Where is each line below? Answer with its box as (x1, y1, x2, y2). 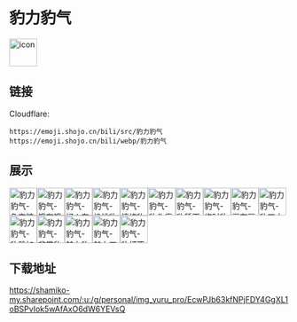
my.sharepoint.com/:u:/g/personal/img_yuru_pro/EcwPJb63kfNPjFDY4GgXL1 (9, 295, 288, 305)
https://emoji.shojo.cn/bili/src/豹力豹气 (9, 127, 163, 136)
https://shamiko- (9, 285, 70, 295)
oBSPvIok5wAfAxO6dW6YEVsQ (9, 303, 126, 315)
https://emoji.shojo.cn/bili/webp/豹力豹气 (9, 137, 167, 145)
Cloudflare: (9, 108, 51, 119)
